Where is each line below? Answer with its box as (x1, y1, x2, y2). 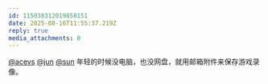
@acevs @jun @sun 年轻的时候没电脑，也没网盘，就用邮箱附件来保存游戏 (8, 57, 254, 66)
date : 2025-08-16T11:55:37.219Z (8, 19, 117, 27)
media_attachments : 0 (8, 34, 81, 42)
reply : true (8, 26, 48, 34)
